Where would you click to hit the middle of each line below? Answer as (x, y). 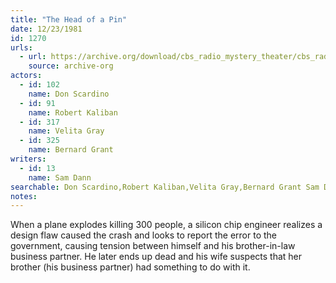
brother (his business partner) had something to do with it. (130, 267)
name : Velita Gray (66, 131)
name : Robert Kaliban (73, 112)
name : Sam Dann (60, 177)
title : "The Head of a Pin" (69, 19)
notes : (24, 196)
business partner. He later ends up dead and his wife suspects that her (156, 257)
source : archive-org (71, 66)
